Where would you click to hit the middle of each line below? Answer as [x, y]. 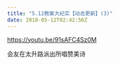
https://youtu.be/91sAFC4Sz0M [52, 39]
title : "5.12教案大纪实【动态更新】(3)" [60, 13]
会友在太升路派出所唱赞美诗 [46, 54]
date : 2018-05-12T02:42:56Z [47, 20]
